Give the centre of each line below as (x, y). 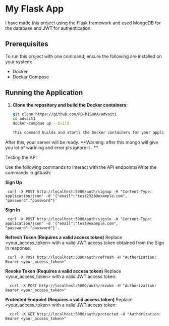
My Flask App (35, 9)
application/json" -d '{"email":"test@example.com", (62, 224)
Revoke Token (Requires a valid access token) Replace (63, 271)
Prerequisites (27, 44)
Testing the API (21, 158)
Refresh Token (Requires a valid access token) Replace (64, 238)
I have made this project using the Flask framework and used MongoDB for (83, 23)
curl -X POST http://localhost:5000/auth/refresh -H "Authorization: (82, 258)
